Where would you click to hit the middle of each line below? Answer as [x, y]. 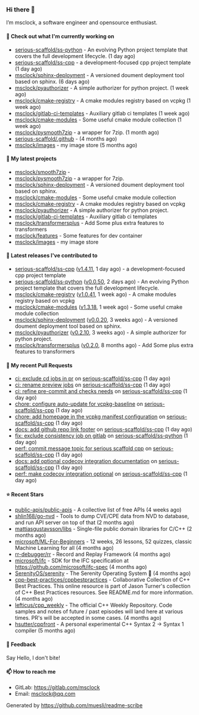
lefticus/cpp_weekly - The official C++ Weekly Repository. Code [94, 605]
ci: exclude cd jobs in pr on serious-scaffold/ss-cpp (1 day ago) [93, 379]
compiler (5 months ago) [45, 631]
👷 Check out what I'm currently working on [60, 36]
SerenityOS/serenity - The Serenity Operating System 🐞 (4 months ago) [103, 573]
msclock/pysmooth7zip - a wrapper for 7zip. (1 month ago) [87, 132]
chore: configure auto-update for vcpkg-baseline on [79, 404]
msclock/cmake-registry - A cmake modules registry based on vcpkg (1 [102, 101]
